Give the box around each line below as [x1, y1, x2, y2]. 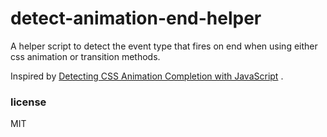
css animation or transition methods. [10, 50, 161, 62]
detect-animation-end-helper [10, 7, 262, 30]
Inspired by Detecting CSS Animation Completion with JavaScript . [10, 70, 284, 82]
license [10, 95, 47, 109]
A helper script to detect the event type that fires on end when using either [10, 40, 318, 52]
